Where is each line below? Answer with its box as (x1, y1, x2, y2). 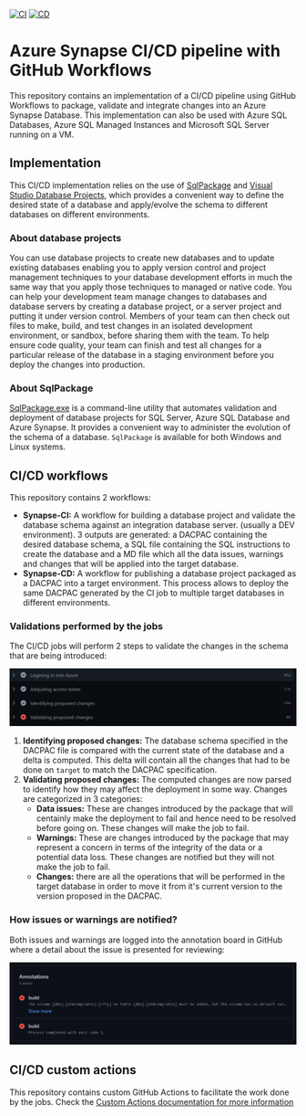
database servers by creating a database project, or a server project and (9, 301, 282, 312)
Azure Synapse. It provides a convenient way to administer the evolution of (9, 422, 291, 433)
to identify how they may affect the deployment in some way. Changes (22, 784, 288, 795)
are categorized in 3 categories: (22, 794, 143, 805)
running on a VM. (9, 129, 75, 140)
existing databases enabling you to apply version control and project (9, 262, 267, 273)
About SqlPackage (9, 382, 94, 395)
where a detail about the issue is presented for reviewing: (9, 943, 225, 954)
